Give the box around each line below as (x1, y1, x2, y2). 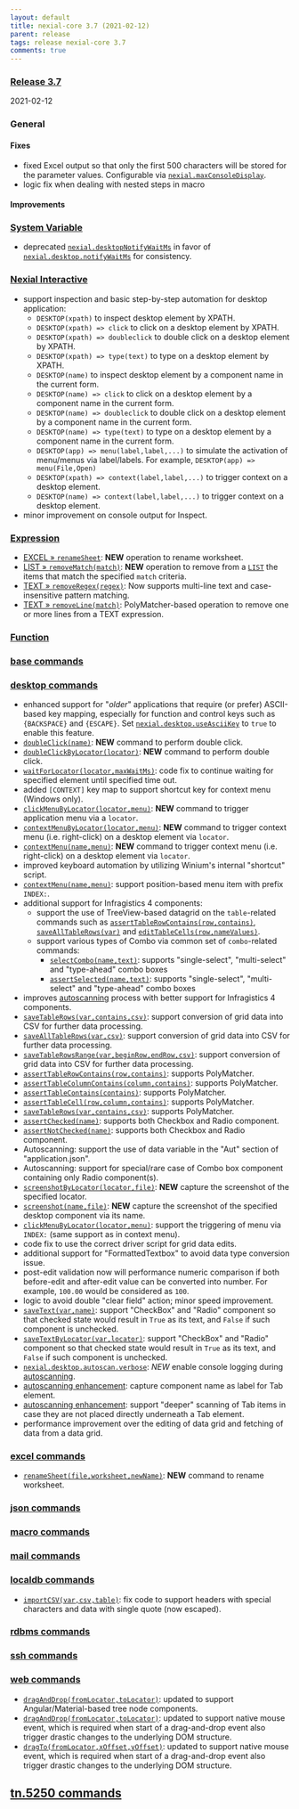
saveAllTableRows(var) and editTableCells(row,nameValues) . (36, 926, 261, 937)
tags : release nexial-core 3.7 (10, 37, 126, 47)
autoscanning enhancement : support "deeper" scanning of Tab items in (22, 1399, 287, 1410)
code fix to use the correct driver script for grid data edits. (22, 1239, 237, 1250)
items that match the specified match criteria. (22, 571, 187, 582)
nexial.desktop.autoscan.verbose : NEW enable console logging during (22, 1362, 284, 1373)
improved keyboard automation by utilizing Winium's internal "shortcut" (22, 860, 286, 871)
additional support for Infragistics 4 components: (22, 898, 203, 909)
